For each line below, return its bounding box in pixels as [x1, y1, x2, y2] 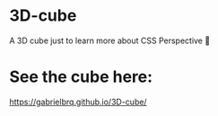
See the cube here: [9, 67, 153, 87]
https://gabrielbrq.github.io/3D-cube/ [9, 96, 147, 107]
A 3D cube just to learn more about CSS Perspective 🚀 [9, 35, 211, 46]
